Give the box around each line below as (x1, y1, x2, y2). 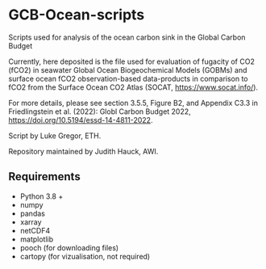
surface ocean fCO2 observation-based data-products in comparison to (8, 74, 248, 83)
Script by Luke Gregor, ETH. (8, 131, 102, 141)
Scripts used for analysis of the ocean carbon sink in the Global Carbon (8, 32, 246, 42)
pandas (19, 208, 46, 218)
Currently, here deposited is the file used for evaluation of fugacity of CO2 (8, 57, 256, 66)
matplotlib (19, 234, 54, 244)
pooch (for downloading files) (19, 242, 119, 252)
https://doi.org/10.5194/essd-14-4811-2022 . (8, 115, 153, 124)
